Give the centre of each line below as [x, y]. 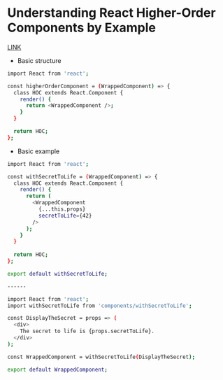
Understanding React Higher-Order [111, 13]
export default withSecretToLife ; [58, 274]
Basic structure [39, 60]
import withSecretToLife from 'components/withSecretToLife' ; [100, 306]
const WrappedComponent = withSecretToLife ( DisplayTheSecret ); [101, 357]
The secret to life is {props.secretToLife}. [87, 331]
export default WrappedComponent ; [58, 370]
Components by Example [81, 28]
